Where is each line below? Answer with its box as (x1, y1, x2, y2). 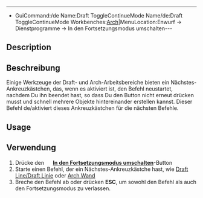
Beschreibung (6, 63, 60, 73)
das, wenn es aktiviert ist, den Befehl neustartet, (52, 85, 173, 92)
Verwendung (6, 142, 56, 153)
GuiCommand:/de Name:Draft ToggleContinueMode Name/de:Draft (14, 12, 183, 19)
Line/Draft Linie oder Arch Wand (14, 172, 95, 179)
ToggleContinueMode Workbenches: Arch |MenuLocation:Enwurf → (14, 19, 182, 25)
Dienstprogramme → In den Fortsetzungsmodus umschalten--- (14, 25, 173, 32)
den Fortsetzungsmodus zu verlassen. (14, 185, 111, 192)
